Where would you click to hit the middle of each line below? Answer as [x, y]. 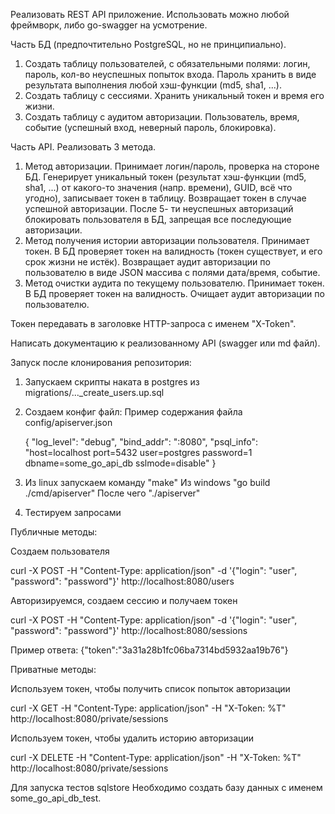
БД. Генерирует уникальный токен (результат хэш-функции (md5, [165, 177]
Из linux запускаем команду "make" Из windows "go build [147, 482]
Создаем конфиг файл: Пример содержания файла [133, 412]
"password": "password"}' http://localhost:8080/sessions [129, 630]
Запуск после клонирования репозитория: [101, 362]
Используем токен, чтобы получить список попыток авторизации [150, 688]
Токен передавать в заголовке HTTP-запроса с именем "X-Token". [153, 323]
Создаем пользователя [60, 551]
